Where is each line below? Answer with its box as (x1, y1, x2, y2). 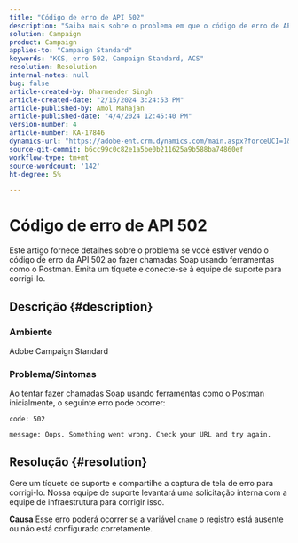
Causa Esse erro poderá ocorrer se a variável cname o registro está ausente (9, 514, 284, 524)
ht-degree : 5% (9, 169, 62, 178)
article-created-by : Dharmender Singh (9, 87, 153, 96)
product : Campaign (9, 37, 77, 47)
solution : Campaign (9, 29, 82, 38)
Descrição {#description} (9, 299, 153, 314)
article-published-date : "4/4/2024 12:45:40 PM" (9, 112, 192, 121)
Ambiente (9, 326, 53, 338)
